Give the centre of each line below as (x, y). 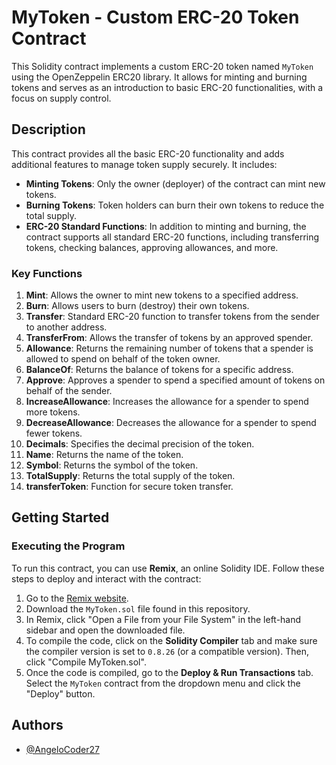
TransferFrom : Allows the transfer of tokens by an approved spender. (169, 338)
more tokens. (53, 412)
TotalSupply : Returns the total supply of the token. (130, 476)
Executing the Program (68, 546)
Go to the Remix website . (77, 598)
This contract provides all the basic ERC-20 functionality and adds (148, 153)
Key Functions (47, 273)
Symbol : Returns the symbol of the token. (112, 465)
